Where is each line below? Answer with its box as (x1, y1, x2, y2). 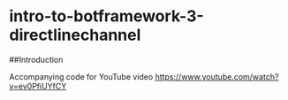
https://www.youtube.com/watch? (155, 71, 279, 81)
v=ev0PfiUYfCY (9, 81, 67, 91)
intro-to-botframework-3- (9, 6, 205, 27)
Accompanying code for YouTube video (9, 71, 154, 81)
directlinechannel (9, 25, 141, 45)
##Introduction (9, 54, 64, 65)
